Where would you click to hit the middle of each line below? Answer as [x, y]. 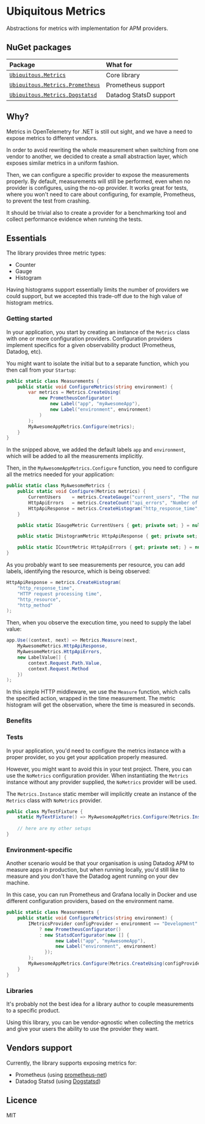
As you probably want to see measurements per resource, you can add [95, 565]
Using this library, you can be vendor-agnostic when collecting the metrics [100, 1022]
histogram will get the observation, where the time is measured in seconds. [101, 705]
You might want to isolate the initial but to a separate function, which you [98, 363]
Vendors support [39, 1048]
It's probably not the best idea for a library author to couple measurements [100, 1004]
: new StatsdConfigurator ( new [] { [84, 935]
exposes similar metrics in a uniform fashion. [63, 163]
